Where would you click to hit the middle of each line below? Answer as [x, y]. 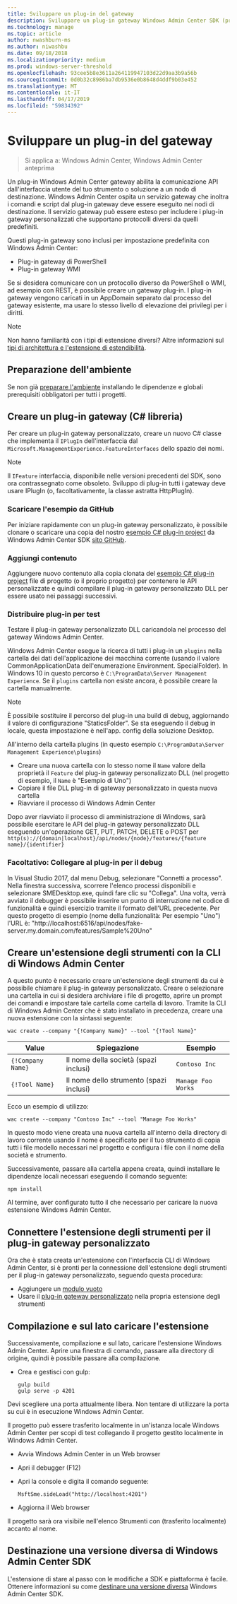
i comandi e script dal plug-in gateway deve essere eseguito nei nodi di [111, 204]
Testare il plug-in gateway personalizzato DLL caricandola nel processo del [117, 630]
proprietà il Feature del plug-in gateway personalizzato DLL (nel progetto [123, 773]
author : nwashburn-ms [39, 40]
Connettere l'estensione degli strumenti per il [109, 1232]
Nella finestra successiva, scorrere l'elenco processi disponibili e [102, 885]
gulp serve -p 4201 [46, 1391]
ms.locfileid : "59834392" [45, 106]
